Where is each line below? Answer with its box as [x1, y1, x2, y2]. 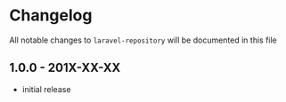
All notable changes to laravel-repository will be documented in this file [9, 35, 278, 45]
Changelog [9, 5, 93, 26]
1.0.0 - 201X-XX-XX [9, 60, 121, 75]
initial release [21, 83, 71, 94]
